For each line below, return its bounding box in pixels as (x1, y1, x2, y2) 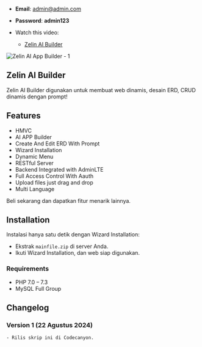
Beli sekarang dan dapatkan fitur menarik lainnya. (6, 197, 131, 204)
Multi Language (15, 185, 55, 192)
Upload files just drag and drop (15, 178, 93, 186)
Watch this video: (15, 29, 59, 36)
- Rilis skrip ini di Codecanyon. (6, 335, 95, 341)
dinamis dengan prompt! (6, 93, 68, 100)
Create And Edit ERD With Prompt (15, 140, 100, 147)
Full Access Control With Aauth (15, 172, 93, 180)
